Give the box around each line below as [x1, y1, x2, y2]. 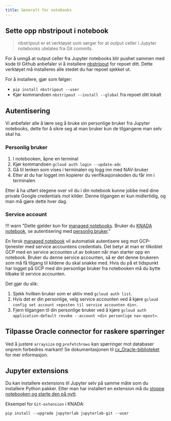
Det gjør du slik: [5, 280, 39, 287]
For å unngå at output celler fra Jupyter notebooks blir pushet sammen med [5, 55, 165, 62]
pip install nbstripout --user [12, 87, 80, 92]
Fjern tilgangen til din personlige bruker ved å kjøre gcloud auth [12, 307, 146, 313]
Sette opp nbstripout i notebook [5, 27, 109, 35]
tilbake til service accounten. [5, 270, 66, 277]
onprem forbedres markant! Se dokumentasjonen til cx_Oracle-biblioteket [5, 346, 160, 352]
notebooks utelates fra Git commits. [17, 46, 93, 52]
